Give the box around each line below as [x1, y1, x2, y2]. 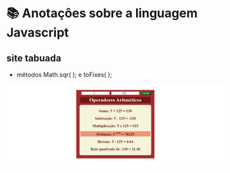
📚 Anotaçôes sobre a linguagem [6, 6, 198, 21]
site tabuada [6, 52, 61, 64]
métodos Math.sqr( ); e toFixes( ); [16, 70, 113, 79]
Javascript [6, 25, 70, 41]
